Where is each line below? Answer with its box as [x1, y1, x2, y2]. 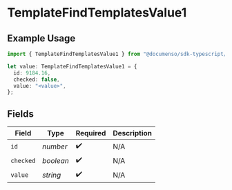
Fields [7, 108, 35, 120]
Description [113, 129, 153, 138]
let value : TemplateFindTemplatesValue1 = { [7, 63, 137, 70]
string [42, 170, 61, 180]
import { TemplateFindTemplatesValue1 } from [7, 50, 140, 57]
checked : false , [13, 76, 60, 83]
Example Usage [7, 32, 76, 44]
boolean [42, 155, 69, 165]
